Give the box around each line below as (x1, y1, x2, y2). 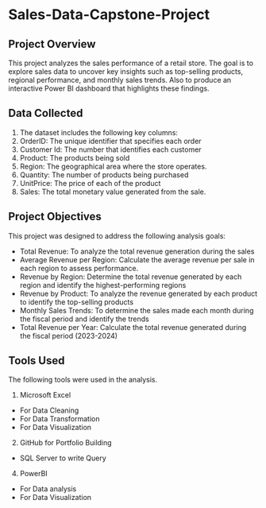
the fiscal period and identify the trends (19, 314, 149, 324)
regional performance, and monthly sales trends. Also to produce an (8, 76, 232, 84)
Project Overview (8, 37, 96, 51)
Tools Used (8, 354, 65, 367)
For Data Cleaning (19, 405, 79, 415)
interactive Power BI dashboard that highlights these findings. (8, 83, 210, 93)
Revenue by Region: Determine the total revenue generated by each (19, 272, 242, 281)
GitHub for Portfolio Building (19, 438, 113, 448)
